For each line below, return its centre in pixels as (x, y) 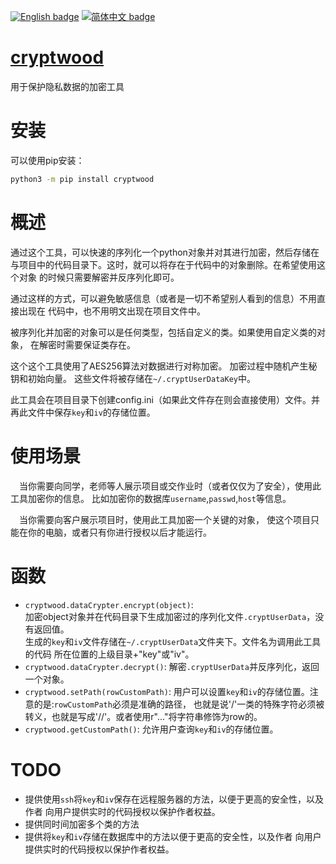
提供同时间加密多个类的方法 (82, 824)
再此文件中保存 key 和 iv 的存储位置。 (83, 412)
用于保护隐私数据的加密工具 (67, 86)
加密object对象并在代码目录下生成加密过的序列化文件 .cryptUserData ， (170, 616)
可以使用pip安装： (47, 160)
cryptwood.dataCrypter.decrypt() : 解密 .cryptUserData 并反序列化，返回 (172, 666)
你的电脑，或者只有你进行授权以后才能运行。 (119, 532)
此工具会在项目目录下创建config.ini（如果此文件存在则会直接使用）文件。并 (165, 399)
